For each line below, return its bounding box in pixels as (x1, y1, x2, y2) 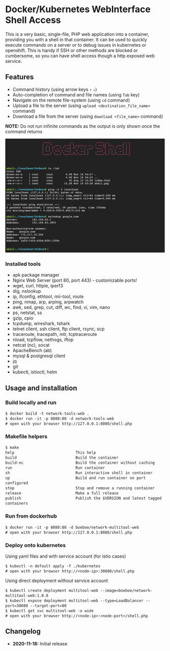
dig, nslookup (12, 288, 41, 294)
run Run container (5, 465, 105, 470)
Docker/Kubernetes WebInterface (5, 4, 151, 15)
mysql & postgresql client (12, 353, 66, 359)
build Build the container (5, 455, 119, 460)
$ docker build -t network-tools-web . (5, 411, 90, 417)
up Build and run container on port (5, 475, 146, 481)
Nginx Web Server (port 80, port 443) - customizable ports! (12, 278, 137, 284)
